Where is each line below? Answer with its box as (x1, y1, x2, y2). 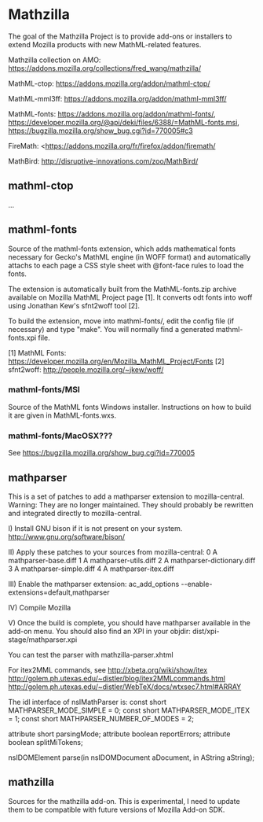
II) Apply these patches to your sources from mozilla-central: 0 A (8, 547, 218, 556)
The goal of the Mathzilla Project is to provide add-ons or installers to (8, 31, 232, 41)
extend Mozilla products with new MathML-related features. (8, 39, 202, 49)
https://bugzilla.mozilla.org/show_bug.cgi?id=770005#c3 (8, 126, 194, 135)
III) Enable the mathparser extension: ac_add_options (8, 579, 180, 588)
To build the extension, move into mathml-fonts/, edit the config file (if (8, 316, 234, 326)
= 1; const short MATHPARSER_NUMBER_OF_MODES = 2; (8, 713, 195, 723)
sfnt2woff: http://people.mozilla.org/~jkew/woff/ (8, 364, 164, 374)
